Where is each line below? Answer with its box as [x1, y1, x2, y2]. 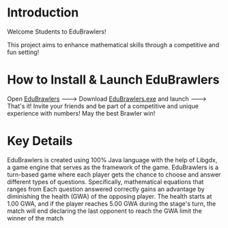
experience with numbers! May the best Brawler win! [7, 109, 156, 117]
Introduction [7, 5, 79, 21]
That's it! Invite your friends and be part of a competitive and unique [7, 101, 199, 110]
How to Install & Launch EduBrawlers [7, 72, 220, 88]
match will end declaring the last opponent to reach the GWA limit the [7, 207, 203, 215]
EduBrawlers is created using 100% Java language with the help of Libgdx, [7, 155, 218, 164]
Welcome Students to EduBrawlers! [7, 27, 107, 36]
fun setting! [7, 48, 40, 56]
